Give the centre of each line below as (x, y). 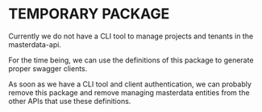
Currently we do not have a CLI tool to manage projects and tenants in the (131, 36)
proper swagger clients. (48, 68)
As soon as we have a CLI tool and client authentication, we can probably (130, 84)
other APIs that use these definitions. (70, 101)
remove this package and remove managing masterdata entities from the (129, 92)
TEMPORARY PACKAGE (89, 14)
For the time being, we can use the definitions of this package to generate (131, 60)
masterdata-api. (35, 44)
